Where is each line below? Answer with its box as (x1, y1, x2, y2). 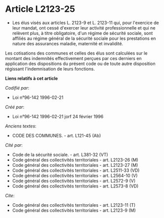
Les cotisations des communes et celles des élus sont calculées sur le (5, 50, 148, 56)
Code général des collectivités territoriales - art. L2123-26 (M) (12, 156, 139, 163)
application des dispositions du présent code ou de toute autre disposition (5, 61, 156, 66)
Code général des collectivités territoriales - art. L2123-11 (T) (12, 202, 136, 208)
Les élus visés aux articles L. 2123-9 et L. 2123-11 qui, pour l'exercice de (12, 20, 159, 26)
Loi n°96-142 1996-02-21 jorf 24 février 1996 (12, 113, 103, 119)
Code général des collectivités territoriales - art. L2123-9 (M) (12, 207, 136, 213)
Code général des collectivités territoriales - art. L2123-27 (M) (12, 162, 138, 168)
